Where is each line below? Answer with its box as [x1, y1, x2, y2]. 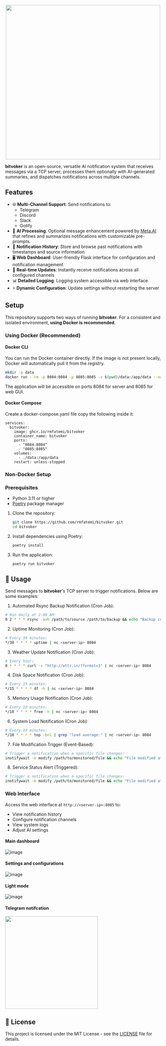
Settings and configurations [5, 860, 64, 867]
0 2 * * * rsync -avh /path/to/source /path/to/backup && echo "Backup [5, 617, 156, 622]
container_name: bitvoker [14, 433, 68, 438]
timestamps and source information [12, 249, 85, 254]
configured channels [12, 272, 55, 278]
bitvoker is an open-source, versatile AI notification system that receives [5, 164, 154, 169]
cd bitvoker [12, 524, 37, 529]
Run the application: [12, 551, 53, 558]
